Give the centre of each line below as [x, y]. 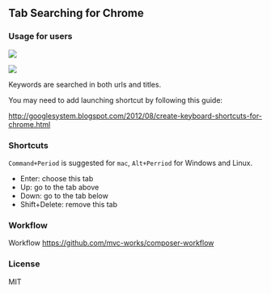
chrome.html [30, 124]
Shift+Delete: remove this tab [69, 204]
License [24, 264]
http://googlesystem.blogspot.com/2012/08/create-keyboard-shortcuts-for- [135, 116]
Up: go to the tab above [59, 187]
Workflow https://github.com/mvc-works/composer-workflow [111, 243]
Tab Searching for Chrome [76, 13]
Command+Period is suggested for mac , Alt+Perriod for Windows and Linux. [131, 163]
